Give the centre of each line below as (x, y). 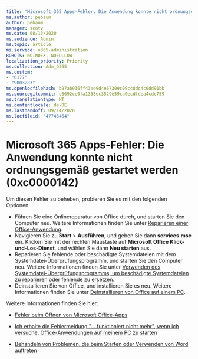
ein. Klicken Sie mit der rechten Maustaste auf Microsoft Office (92, 242)
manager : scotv (25, 28)
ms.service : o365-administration (47, 50)
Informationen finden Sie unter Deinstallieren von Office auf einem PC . (100, 292)
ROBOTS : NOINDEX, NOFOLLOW (39, 56)
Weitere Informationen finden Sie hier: (52, 303)
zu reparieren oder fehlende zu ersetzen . (65, 280)
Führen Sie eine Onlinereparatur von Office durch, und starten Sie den (100, 217)
